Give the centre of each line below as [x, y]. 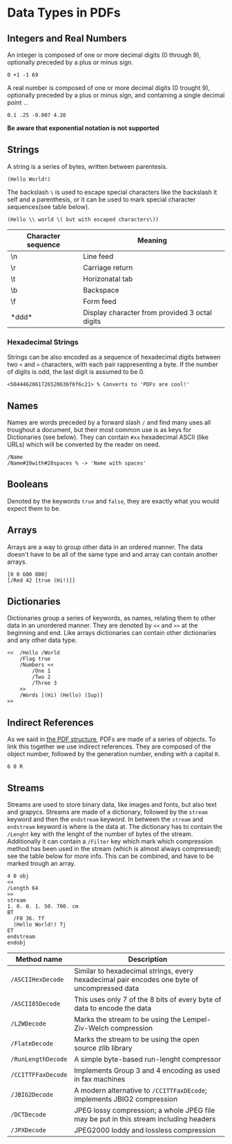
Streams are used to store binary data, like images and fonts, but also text [112, 804]
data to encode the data [113, 1008]
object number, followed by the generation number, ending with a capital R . [114, 754]
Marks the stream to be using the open [136, 1039]
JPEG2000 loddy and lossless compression [145, 1130]
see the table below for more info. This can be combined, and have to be [110, 856]
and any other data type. [42, 640]
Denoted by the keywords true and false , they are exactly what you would [113, 501]
